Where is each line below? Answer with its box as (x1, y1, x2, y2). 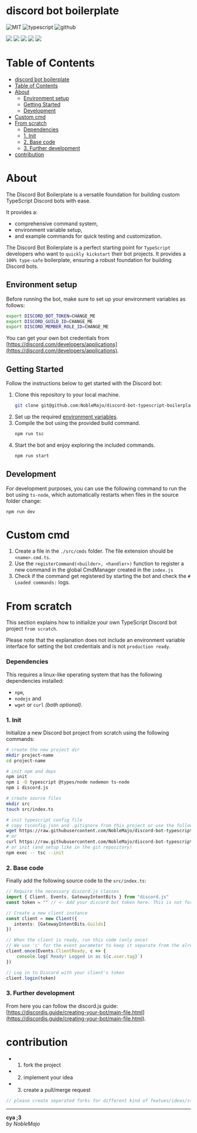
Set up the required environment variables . (14, 413, 118, 420)
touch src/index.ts (6, 806, 54, 812)
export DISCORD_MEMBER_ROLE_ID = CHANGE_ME (6, 324, 109, 330)
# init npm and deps (6, 768, 57, 775)
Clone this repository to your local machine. (14, 391, 120, 398)
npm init (6, 774, 28, 780)
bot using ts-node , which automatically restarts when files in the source (6, 491, 179, 498)
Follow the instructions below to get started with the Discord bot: (6, 380, 162, 387)
